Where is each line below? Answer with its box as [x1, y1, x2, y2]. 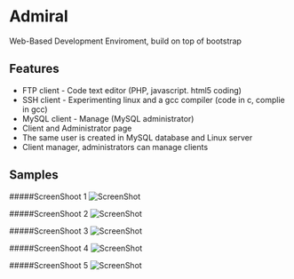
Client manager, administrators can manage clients [21, 141, 209, 152]
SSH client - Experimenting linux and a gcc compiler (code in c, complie [21, 94, 286, 105]
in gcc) [21, 104, 48, 115]
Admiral [9, 6, 68, 27]
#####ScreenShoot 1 [9, 191, 87, 202]
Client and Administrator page [21, 123, 132, 133]
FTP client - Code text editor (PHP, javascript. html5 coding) [21, 84, 242, 95]
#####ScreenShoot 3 [9, 225, 89, 236]
